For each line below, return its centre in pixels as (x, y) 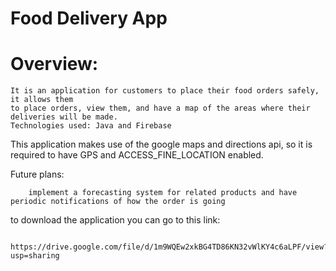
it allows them (42, 100)
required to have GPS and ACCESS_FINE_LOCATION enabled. (137, 155)
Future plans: (37, 174)
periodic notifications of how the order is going (118, 202)
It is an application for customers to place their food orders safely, (165, 91)
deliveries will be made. (64, 117)
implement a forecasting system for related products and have (163, 193)
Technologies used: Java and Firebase (91, 126)
